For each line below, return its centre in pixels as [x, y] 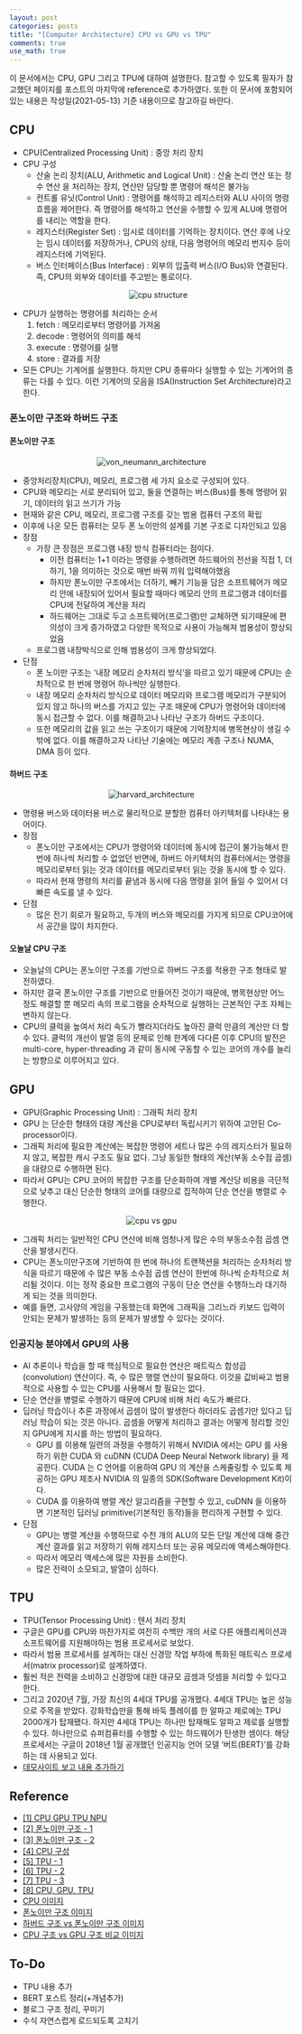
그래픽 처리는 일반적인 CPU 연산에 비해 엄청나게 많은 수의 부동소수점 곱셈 [151, 1239]
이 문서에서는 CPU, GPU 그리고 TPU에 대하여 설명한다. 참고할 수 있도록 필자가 [146, 79]
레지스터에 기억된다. [71, 254]
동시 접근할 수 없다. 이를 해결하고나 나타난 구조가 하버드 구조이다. [150, 718]
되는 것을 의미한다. [64, 1296]
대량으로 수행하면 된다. [72, 1169]
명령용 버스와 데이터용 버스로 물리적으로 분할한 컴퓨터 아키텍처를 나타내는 [151, 813]
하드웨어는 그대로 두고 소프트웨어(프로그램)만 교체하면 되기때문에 [163, 616]
